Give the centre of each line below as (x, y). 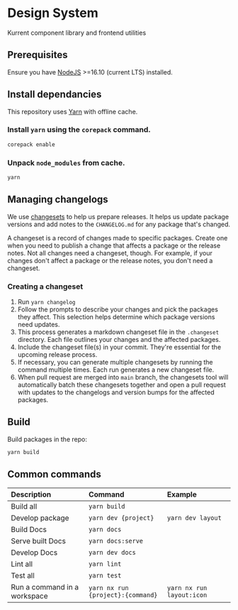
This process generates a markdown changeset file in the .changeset (118, 332)
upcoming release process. (57, 355)
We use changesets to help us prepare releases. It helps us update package (118, 216)
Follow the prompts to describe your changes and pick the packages (118, 309)
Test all (23, 575)
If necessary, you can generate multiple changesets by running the (115, 362)
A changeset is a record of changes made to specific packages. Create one (118, 238)
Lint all (22, 564)
